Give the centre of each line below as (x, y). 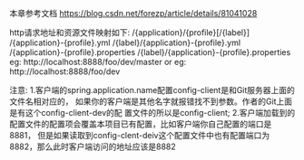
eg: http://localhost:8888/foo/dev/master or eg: (98, 62)
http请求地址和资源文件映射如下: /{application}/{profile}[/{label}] (130, 33)
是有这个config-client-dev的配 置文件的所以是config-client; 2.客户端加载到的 (152, 113)
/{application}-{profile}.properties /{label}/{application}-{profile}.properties (150, 52)
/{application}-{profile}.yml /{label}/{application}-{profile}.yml (125, 42)
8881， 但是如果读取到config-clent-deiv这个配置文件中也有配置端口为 (140, 135)
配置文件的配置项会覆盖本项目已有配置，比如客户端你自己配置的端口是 (141, 124)
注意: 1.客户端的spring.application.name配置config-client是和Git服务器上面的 (152, 90)
